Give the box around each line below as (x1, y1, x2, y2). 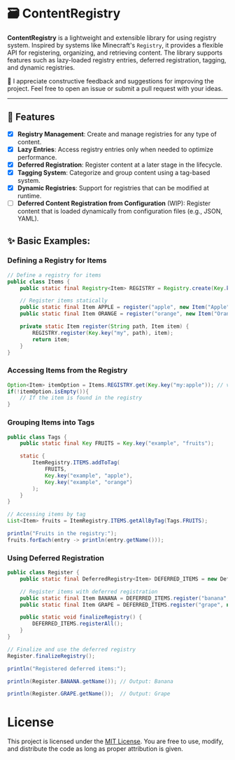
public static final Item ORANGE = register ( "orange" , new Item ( (20, 310, 215, 317)
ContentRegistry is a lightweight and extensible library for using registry (7, 33, 217, 42)
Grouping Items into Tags (7, 417, 95, 427)
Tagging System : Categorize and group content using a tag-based (17, 168, 211, 177)
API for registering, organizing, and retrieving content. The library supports (7, 48, 222, 57)
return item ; (32, 336, 71, 343)
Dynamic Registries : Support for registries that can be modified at (17, 184, 210, 192)
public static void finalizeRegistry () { (20, 614, 142, 621)
